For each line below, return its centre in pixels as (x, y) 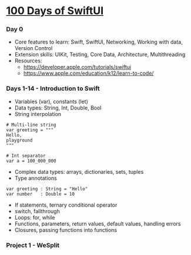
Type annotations (36, 178)
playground (19, 140)
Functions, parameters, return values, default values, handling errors (98, 223)
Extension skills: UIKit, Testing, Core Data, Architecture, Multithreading (100, 55)
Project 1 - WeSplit (33, 245)
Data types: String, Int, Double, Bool (58, 108)
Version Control (33, 48)
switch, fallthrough (37, 211)
